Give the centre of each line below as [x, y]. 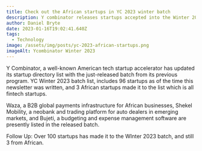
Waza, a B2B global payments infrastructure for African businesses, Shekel [99, 105]
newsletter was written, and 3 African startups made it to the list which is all [100, 87]
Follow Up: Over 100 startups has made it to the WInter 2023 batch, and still [100, 136]
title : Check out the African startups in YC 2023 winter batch [88, 12]
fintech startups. [26, 93]
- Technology [28, 40]
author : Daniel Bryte [33, 23]
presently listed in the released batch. [53, 125]
